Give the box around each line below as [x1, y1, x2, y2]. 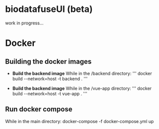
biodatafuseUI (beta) [5, 3, 93, 15]
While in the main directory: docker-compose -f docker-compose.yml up [5, 118, 154, 124]
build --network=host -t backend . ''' [12, 76, 88, 82]
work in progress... [5, 20, 44, 26]
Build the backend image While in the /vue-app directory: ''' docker [12, 85, 152, 91]
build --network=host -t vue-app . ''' [12, 91, 87, 97]
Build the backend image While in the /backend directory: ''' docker [12, 70, 153, 76]
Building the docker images [5, 57, 92, 66]
